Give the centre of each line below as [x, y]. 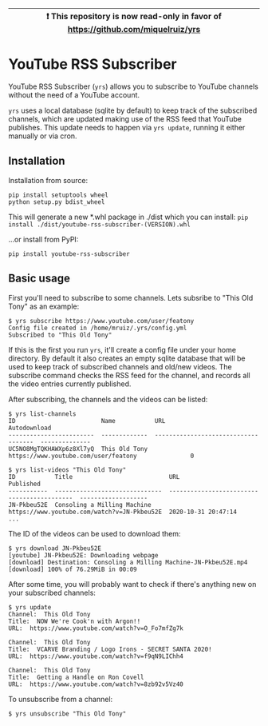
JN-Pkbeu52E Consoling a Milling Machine [80, 505]
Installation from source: [48, 180]
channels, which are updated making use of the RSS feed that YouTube [125, 118]
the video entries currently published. [70, 384]
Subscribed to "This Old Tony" [60, 335]
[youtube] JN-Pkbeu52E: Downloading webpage [83, 555]
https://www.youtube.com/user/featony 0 [101, 456]
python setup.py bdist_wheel [57, 202]
